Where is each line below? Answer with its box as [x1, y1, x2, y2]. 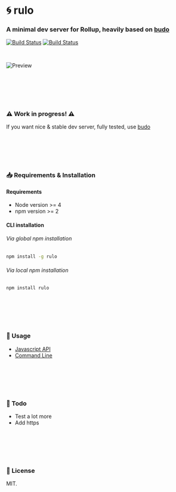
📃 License [6, 467, 35, 475]
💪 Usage [6, 332, 31, 340]
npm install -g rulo [6, 253, 58, 260]
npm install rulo [6, 285, 50, 291]
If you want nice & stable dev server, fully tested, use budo [6, 123, 151, 130]
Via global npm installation [6, 235, 72, 242]
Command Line [14, 352, 53, 359]
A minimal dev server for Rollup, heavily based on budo [6, 25, 170, 33]
